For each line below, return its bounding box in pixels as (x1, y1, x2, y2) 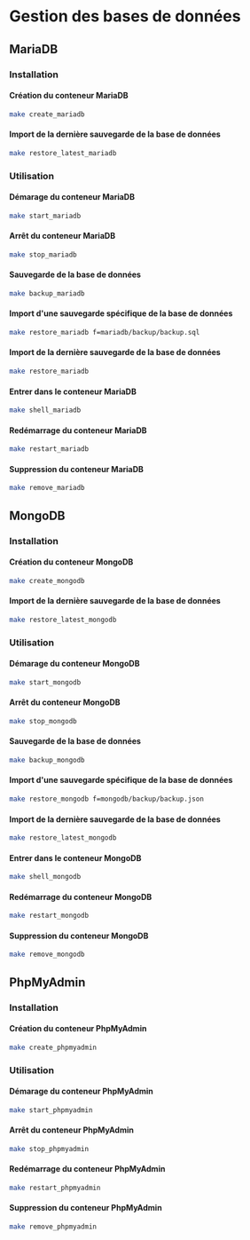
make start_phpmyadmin (9, 1105, 93, 1115)
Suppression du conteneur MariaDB (9, 463, 145, 474)
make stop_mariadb (9, 250, 77, 259)
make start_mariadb (9, 211, 82, 220)
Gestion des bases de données (9, 6, 241, 27)
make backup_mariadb (9, 288, 86, 298)
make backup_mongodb (9, 755, 86, 764)
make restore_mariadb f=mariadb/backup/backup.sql (9, 328, 200, 337)
